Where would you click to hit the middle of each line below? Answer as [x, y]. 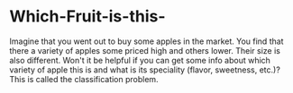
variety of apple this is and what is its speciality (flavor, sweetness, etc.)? [145, 70]
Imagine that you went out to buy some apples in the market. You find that [146, 41]
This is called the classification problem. [84, 79]
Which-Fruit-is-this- [87, 17]
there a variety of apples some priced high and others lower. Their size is [145, 50]
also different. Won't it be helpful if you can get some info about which [140, 60]
